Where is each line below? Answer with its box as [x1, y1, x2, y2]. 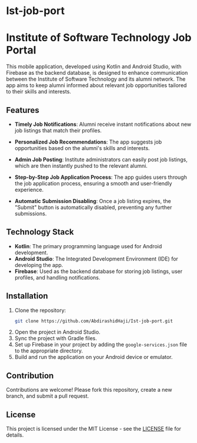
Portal [6, 44, 36, 57]
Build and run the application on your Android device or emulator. [14, 354, 173, 361]
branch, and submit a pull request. [6, 392, 89, 399]
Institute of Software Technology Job [6, 31, 192, 45]
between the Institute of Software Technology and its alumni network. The [6, 75, 186, 83]
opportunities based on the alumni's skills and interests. [14, 144, 150, 151]
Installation [6, 291, 48, 301]
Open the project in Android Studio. [14, 328, 101, 336]
